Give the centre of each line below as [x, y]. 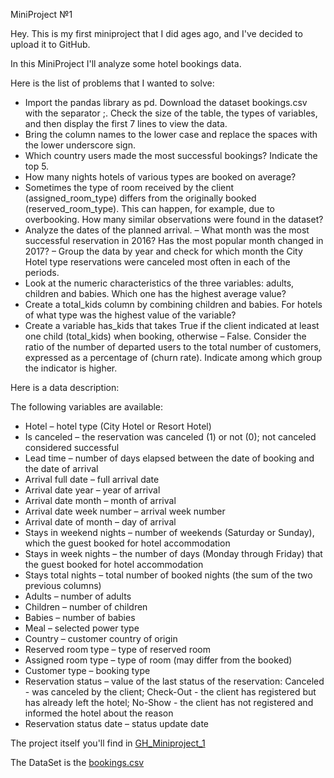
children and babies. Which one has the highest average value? [155, 293]
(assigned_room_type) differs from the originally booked [140, 198]
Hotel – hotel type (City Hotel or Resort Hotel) [118, 426]
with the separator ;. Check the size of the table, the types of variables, [171, 113]
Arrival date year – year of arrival [92, 490]
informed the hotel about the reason [99, 713]
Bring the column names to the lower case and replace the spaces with [171, 134]
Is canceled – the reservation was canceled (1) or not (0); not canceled [170, 437]
